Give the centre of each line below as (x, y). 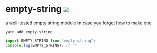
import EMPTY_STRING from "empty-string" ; (50, 41)
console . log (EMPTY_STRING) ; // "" (42, 45)
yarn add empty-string (29, 32)
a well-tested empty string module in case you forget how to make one (78, 23)
